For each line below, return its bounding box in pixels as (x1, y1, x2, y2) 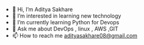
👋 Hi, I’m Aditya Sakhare (12, 6, 73, 13)
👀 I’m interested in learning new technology (12, 12, 121, 19)
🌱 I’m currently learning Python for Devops (12, 19, 120, 26)
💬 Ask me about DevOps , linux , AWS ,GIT (12, 25, 119, 32)
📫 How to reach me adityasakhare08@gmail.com (12, 32, 138, 39)
